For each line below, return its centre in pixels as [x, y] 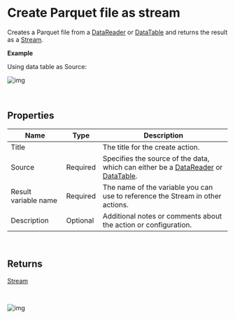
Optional [80, 220]
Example [20, 53]
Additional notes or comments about [162, 216]
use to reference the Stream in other [162, 195]
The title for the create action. [151, 147]
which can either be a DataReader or [163, 167]
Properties [31, 116]
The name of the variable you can [158, 187]
